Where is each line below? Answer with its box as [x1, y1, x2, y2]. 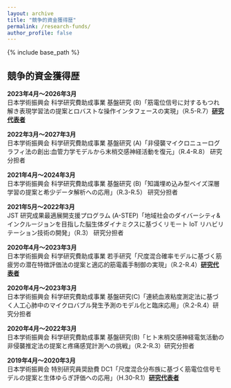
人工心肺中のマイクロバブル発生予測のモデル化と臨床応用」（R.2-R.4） [12, 301, 213, 309]
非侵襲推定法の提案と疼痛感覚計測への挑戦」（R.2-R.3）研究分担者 [7, 342, 195, 350]
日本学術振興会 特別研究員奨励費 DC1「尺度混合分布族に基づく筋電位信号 [7, 365, 215, 374]
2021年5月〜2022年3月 [7, 203, 75, 211]
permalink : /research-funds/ [7, 23, 91, 30]
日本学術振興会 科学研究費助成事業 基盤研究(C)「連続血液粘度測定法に [7, 293, 207, 301]
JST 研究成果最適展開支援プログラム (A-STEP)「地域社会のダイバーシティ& [7, 211, 221, 220]
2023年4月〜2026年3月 [7, 90, 77, 98]
